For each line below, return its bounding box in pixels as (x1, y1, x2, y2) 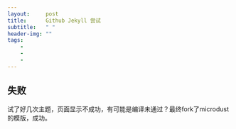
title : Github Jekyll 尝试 (7, 17, 101, 24)
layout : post (7, 10, 59, 18)
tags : (7, 37, 23, 44)
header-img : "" (7, 30, 53, 38)
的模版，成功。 (7, 113, 51, 122)
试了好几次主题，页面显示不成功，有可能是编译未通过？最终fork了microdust (7, 104, 230, 113)
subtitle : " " (7, 23, 55, 30)
